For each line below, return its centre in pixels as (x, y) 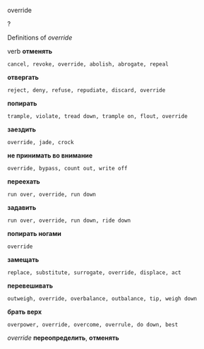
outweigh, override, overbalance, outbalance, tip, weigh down (102, 299)
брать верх (25, 312)
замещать (23, 260)
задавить (22, 207)
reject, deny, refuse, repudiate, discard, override (86, 90)
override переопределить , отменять (63, 338)
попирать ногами (35, 233)
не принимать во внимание (50, 155)
